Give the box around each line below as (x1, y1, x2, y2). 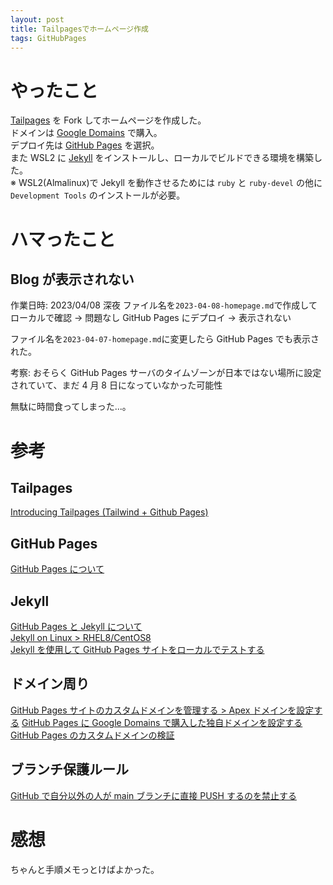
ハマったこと (10, 228, 117, 251)
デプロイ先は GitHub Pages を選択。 (10, 139, 160, 151)
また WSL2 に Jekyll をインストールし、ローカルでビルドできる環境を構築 (10, 152, 314, 164)
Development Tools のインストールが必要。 (10, 189, 186, 201)
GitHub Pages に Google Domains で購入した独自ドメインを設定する (21, 716, 303, 728)
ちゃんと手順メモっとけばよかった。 (10, 863, 160, 875)
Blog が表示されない (10, 271, 135, 288)
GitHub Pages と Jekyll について (10, 620, 143, 632)
